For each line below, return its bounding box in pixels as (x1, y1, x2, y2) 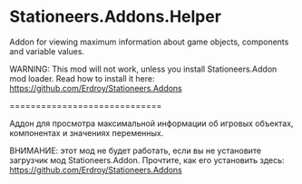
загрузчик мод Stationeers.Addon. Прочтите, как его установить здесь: (9, 154, 285, 165)
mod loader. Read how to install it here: (9, 73, 155, 83)
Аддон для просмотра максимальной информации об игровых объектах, (9, 118, 294, 129)
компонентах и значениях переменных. (9, 127, 164, 138)
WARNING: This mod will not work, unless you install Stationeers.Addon (9, 63, 278, 74)
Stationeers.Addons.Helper (9, 6, 222, 27)
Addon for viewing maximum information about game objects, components (9, 36, 289, 47)
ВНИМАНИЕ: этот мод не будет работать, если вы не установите (9, 145, 261, 156)
